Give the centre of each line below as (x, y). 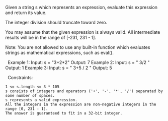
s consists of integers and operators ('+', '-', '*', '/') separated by (84, 91)
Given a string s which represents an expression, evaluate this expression (81, 7)
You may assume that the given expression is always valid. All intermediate (83, 32)
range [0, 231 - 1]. (27, 109)
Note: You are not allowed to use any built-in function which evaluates (78, 47)
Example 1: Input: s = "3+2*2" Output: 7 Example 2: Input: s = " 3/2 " (78, 62)
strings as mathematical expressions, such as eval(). (60, 53)
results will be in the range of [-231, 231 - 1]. (51, 38)
